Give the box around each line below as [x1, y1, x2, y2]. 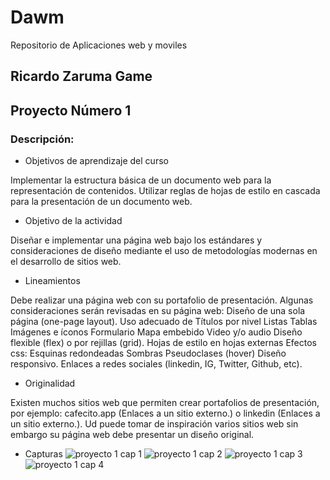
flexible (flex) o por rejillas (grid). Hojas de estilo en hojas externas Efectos [10, 337, 317, 349]
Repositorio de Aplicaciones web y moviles [10, 39, 188, 51]
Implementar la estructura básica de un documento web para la [10, 174, 272, 186]
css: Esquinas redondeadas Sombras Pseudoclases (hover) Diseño [10, 347, 287, 360]
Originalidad [24, 377, 76, 390]
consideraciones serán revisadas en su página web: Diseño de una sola [10, 305, 306, 317]
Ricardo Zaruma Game [10, 68, 153, 85]
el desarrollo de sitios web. [10, 256, 122, 268]
